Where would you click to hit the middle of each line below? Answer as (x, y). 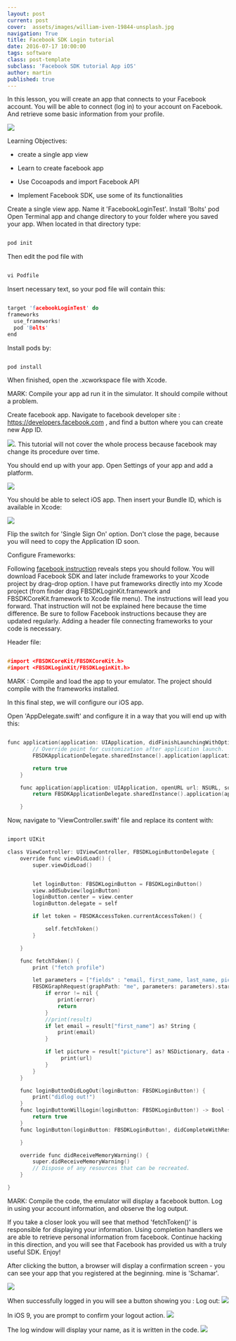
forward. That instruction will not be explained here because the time (107, 606)
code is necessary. (34, 629)
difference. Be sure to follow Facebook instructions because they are (107, 614)
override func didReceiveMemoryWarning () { (85, 1155)
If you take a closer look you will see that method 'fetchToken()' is (103, 1222)
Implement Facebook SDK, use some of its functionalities (100, 196)
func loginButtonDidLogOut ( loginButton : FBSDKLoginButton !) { (113, 1091)
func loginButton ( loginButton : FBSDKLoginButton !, (96, 1130)
